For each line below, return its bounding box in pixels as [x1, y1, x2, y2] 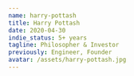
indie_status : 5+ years [8, 33, 88, 42]
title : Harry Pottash [8, 19, 81, 27]
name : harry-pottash [8, 11, 77, 20]
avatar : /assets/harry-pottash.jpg [8, 56, 127, 64]
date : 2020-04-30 [8, 26, 66, 34]
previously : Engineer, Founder [8, 48, 112, 56]
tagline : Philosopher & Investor [8, 41, 120, 49]
